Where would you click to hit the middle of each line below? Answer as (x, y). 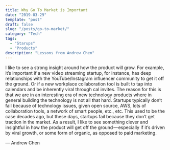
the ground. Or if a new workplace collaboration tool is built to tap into (79, 84)
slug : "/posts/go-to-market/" (38, 29)
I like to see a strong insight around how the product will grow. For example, (85, 68)
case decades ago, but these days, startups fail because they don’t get (80, 116)
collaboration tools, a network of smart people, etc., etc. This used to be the (85, 111)
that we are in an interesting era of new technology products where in (79, 95)
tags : (11, 39)
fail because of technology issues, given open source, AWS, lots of (76, 105)
